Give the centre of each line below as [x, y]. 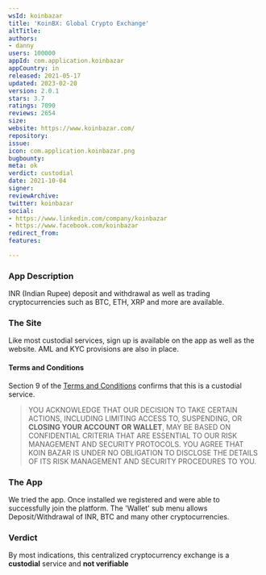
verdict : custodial [41, 173]
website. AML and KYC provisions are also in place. [94, 349]
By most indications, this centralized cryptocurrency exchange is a [119, 555]
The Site [25, 323]
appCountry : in [34, 69]
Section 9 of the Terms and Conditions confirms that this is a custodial [125, 385]
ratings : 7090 [32, 106]
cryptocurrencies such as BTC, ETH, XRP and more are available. [116, 302]
